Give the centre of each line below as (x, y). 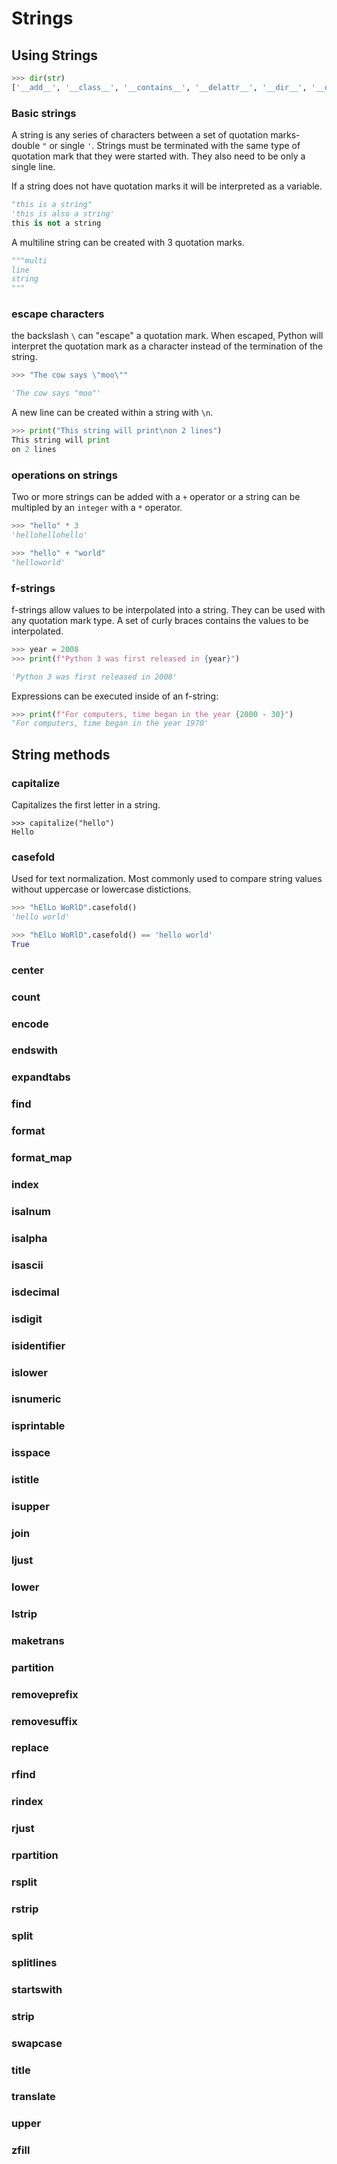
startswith (37, 1989)
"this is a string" (52, 205)
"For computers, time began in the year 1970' (110, 723)
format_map (42, 1158)
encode (30, 1024)
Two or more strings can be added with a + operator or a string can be (156, 497)
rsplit (24, 1882)
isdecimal (35, 1292)
